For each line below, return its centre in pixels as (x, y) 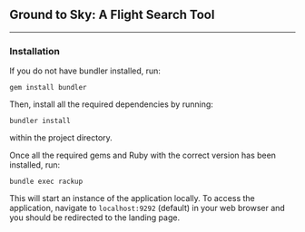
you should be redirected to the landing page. (94, 217)
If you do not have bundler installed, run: (85, 71)
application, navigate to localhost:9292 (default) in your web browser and (148, 208)
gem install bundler (49, 88)
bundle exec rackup (46, 182)
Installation (35, 51)
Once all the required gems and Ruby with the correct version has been (143, 155)
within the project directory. (61, 138)
